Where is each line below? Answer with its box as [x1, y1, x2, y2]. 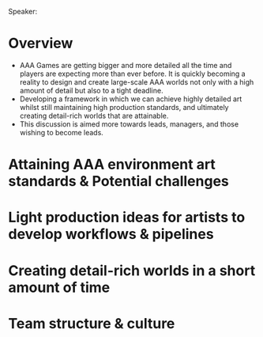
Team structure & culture [8, 314, 175, 332]
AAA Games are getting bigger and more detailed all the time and [19, 60, 232, 70]
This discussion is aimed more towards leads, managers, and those [19, 119, 239, 129]
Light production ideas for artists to [8, 209, 246, 226]
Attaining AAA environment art [8, 156, 216, 173]
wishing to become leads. [19, 127, 104, 137]
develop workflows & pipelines [8, 225, 215, 244]
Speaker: [8, 7, 38, 16]
